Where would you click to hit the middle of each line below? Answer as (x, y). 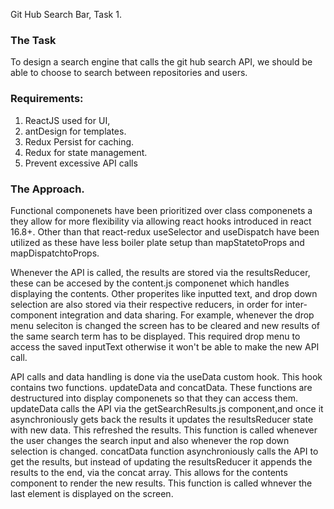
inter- (296, 304)
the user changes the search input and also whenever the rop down (150, 440)
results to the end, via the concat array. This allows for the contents (149, 472)
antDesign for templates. (75, 131)
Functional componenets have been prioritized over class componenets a (161, 210)
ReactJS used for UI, (67, 120)
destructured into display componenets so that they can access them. (154, 398)
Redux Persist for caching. (79, 141)
